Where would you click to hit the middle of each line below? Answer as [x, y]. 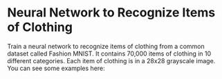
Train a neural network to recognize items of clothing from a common [106, 46]
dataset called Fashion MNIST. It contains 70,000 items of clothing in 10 [109, 54]
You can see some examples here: [56, 68]
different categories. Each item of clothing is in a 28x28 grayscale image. [111, 60]
